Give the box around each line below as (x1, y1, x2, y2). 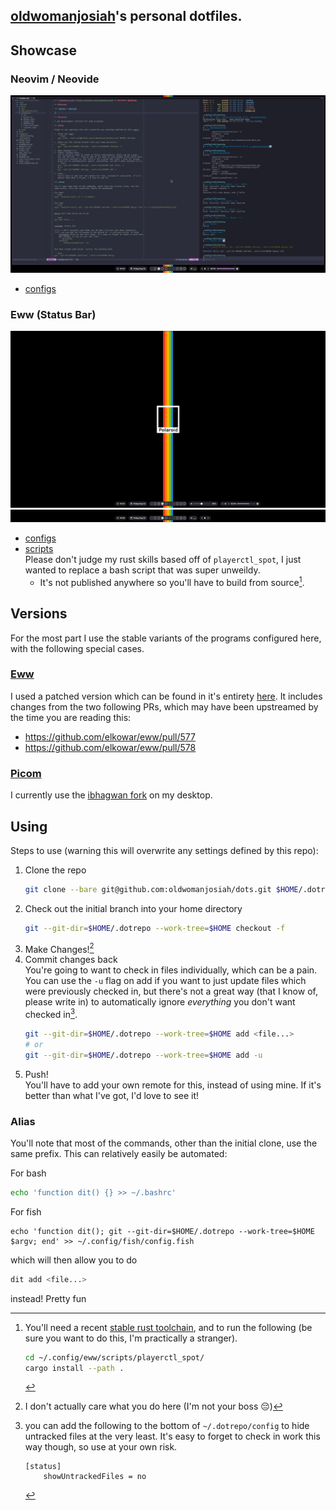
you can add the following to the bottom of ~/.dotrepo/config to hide (24, 1420, 310, 1432)
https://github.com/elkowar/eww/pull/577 (24, 730, 196, 743)
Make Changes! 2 (24, 941, 95, 955)
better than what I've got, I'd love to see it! (24, 1089, 200, 1101)
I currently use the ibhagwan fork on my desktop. (10, 789, 213, 801)
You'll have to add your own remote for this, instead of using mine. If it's (24, 1079, 322, 1091)
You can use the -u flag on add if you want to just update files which (24, 975, 307, 987)
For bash (10, 1167, 47, 1179)
